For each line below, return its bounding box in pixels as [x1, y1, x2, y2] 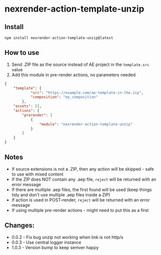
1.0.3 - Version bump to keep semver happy [11, 244, 99, 250]
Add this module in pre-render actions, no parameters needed [11, 72, 136, 78]
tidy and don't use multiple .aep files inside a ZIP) [11, 191, 111, 197]
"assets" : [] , [13, 104, 42, 109]
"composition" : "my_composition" [30, 95, 98, 100]
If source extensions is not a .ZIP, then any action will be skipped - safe [11, 166, 154, 172]
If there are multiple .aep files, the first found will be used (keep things [11, 187, 152, 192]
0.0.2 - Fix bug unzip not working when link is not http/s [11, 234, 124, 240]
